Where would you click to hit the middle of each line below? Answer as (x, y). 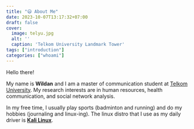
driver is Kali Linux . (30, 120)
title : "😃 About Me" (32, 11)
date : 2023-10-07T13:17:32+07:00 (47, 17)
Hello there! (20, 72)
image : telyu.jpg (33, 34)
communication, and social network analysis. (61, 96)
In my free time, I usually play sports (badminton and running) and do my (94, 107)
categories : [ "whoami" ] (35, 55)
